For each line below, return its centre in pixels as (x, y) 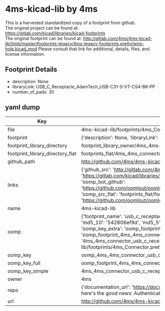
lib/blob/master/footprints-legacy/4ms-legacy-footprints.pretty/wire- (75, 43)
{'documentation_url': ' (107, 287)
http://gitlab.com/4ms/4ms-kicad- (118, 38)
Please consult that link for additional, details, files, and (94, 49)
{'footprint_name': (102, 216)
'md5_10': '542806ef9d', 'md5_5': (121, 222)
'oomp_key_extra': (102, 228)
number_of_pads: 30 (33, 92)
